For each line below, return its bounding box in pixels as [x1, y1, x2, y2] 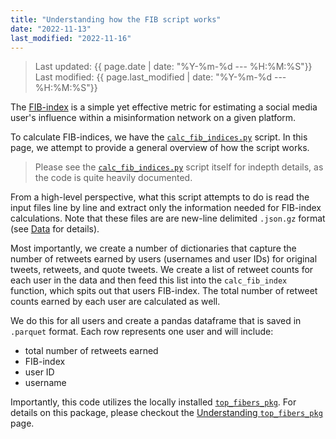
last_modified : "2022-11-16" [10, 33, 132, 43]
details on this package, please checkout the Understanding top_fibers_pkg [10, 407, 323, 419]
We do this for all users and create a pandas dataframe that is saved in [10, 315, 302, 327]
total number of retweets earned [24, 345, 159, 357]
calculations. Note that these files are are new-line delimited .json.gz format [10, 212, 326, 225]
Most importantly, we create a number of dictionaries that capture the [10, 242, 297, 255]
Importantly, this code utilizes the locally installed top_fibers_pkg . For [10, 396, 297, 408]
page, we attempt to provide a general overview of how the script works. [10, 142, 310, 154]
